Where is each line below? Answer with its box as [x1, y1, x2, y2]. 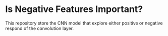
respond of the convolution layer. [5, 25, 74, 31]
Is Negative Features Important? [5, 3, 143, 15]
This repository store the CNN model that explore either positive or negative [5, 20, 163, 26]
